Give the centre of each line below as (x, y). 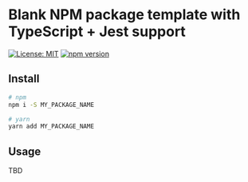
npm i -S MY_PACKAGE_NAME (51, 105)
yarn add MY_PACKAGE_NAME (51, 127)
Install (24, 79)
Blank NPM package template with (124, 15)
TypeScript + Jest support (97, 32)
